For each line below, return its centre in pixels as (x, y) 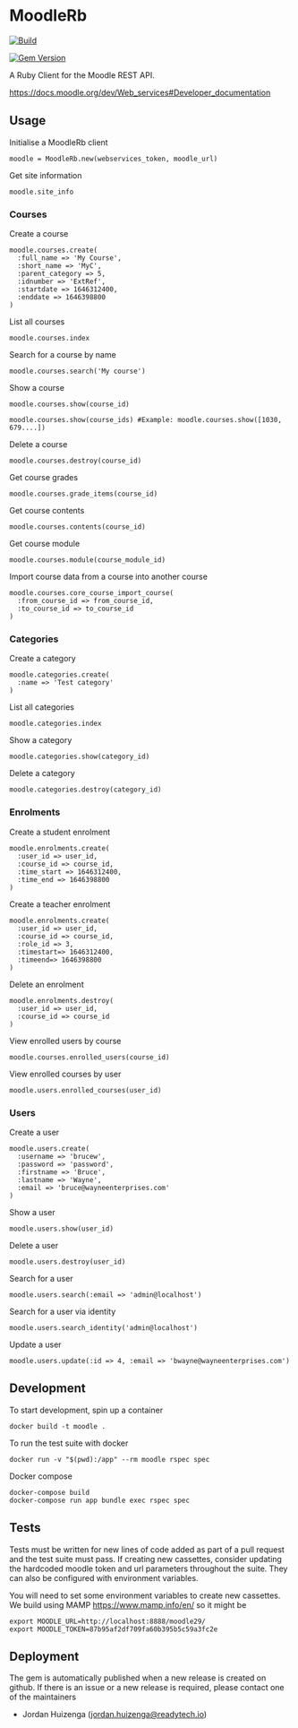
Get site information (46, 175)
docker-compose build (50, 1492)
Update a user (35, 1344)
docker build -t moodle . (57, 1426)
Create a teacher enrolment (60, 904)
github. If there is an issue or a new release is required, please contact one (147, 1688)
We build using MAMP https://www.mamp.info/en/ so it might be (128, 1604)
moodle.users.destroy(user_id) (68, 1261)
